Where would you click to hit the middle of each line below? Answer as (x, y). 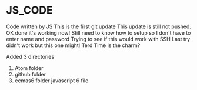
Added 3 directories (30, 56)
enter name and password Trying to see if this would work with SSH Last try (98, 39)
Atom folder (29, 68)
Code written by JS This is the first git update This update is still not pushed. (98, 26)
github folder (30, 74)
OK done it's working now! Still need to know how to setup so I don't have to (98, 32)
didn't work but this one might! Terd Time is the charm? (73, 45)
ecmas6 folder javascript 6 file (51, 81)
